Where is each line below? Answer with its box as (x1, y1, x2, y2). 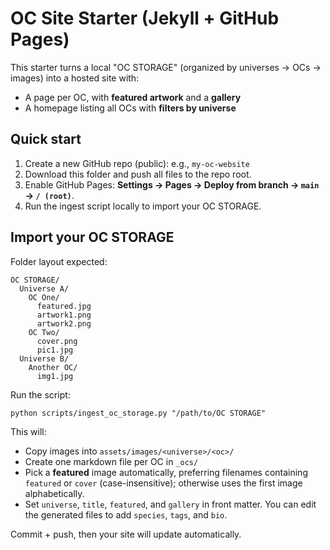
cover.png (36, 336, 78, 346)
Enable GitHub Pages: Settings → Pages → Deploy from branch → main (24, 178, 320, 191)
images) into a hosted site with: (10, 72, 140, 84)
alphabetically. (24, 487, 85, 499)
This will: (10, 425, 47, 437)
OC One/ (28, 292, 60, 302)
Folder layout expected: (10, 255, 108, 267)
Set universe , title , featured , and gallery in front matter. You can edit (24, 498, 317, 510)
